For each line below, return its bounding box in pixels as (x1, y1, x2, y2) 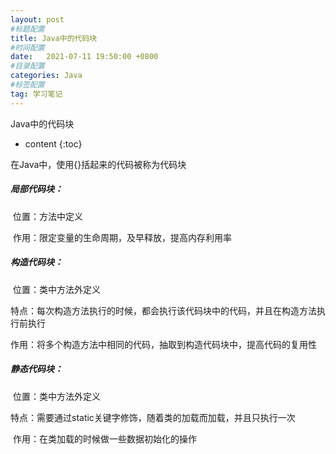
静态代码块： (10, 363, 63, 375)
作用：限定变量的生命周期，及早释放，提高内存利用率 (12, 231, 232, 243)
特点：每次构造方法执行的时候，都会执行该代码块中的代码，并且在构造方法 (10, 304, 317, 316)
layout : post (10, 14, 65, 25)
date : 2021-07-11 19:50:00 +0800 (10, 52, 159, 62)
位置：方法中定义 (12, 210, 83, 222)
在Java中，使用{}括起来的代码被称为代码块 (10, 158, 187, 170)
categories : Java (10, 71, 83, 81)
